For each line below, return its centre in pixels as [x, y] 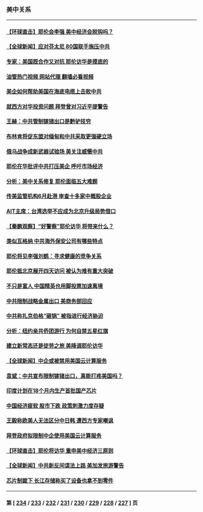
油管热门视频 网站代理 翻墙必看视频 [50, 76]
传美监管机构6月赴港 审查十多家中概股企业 [59, 196]
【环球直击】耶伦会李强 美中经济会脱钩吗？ [60, 31]
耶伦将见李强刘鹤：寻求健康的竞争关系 [54, 256]
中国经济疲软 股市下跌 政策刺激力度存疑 [55, 406]
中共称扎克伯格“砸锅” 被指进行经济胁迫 [55, 316]
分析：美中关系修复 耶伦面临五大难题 [52, 181]
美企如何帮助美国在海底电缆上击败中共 [54, 91]
